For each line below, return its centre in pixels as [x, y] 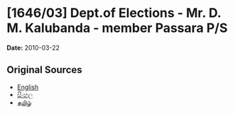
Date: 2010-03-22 [33, 47]
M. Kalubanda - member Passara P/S [117, 28]
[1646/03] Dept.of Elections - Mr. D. [114, 13]
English [28, 87]
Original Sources [44, 70]
